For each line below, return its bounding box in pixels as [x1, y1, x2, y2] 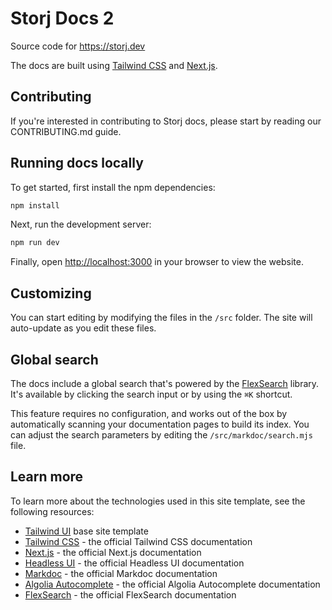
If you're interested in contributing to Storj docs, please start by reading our [10, 115, 322, 127]
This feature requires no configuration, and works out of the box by [10, 407, 288, 419]
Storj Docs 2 [10, 7, 115, 30]
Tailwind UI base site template [24, 525, 149, 537]
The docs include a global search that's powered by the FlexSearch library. [10, 377, 320, 389]
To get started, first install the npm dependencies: [10, 181, 216, 193]
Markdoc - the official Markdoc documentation [24, 567, 218, 579]
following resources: [10, 505, 95, 517]
